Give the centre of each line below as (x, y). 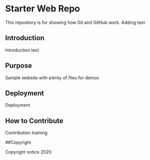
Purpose (19, 66)
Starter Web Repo (43, 9)
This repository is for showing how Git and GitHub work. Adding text (75, 22)
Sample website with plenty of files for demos (52, 78)
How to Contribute (34, 120)
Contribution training (26, 133)
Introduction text (22, 50)
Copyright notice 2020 (28, 152)
